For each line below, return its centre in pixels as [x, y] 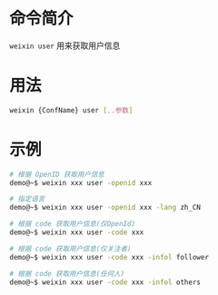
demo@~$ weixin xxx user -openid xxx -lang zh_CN [105, 208]
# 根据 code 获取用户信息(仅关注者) [70, 249]
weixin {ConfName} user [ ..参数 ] [71, 110]
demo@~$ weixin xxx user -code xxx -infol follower [109, 257]
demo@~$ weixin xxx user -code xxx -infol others [105, 282]
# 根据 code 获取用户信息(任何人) [67, 273]
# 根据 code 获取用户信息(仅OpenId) [73, 224]
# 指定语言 [27, 199]
